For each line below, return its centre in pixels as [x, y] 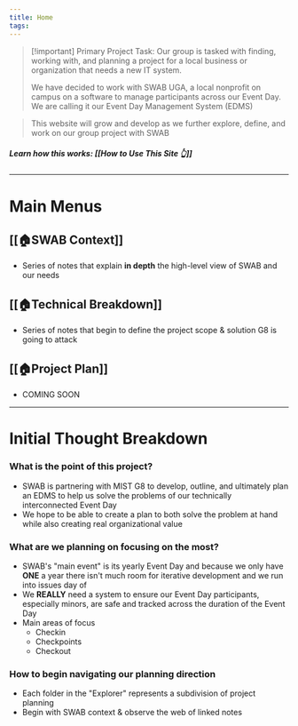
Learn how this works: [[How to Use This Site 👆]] [101, 154]
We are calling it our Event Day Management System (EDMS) [142, 106]
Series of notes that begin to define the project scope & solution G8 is [149, 331]
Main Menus [56, 206]
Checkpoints [59, 642]
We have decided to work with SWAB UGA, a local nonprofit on [146, 87]
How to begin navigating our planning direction [112, 674]
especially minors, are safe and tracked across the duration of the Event [153, 603]
